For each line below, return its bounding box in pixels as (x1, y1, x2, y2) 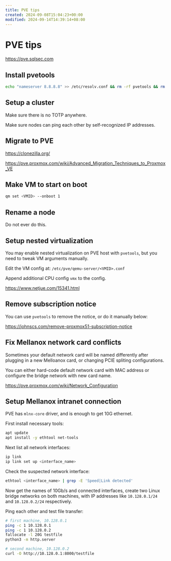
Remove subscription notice (5, 300, 97, 309)
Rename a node (5, 208, 55, 217)
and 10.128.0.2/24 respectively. (5, 498, 72, 504)
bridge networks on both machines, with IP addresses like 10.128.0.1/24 (5, 493, 158, 499)
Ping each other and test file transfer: (5, 508, 83, 514)
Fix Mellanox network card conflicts (5, 338, 122, 347)
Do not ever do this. (5, 222, 47, 228)
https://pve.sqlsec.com (5, 56, 54, 62)
